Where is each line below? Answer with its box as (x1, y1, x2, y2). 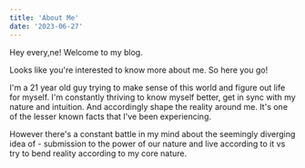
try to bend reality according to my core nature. (9, 147, 188, 159)
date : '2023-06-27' (9, 22, 84, 31)
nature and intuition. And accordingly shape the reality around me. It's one (9, 101, 289, 112)
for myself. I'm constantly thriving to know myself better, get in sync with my (9, 92, 296, 103)
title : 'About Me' (9, 13, 79, 23)
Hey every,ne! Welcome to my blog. (9, 46, 143, 57)
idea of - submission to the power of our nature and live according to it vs (9, 138, 286, 149)
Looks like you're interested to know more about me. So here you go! (9, 64, 269, 75)
